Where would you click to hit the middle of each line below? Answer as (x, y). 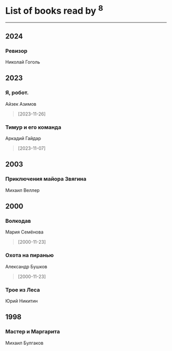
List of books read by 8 (54, 10)
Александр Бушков (26, 266)
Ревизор (16, 51)
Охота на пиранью (30, 256)
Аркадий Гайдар (23, 138)
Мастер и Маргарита (33, 331)
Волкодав (18, 221)
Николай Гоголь (23, 62)
